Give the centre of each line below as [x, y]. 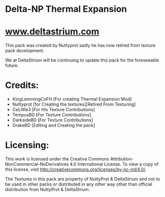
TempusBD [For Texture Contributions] [52, 115]
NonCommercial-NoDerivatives [37, 164]
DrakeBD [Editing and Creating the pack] [54, 125]
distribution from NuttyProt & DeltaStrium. [48, 189]
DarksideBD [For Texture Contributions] [53, 120]
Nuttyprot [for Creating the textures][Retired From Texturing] [74, 104]
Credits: [22, 85]
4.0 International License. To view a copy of [114, 164]
